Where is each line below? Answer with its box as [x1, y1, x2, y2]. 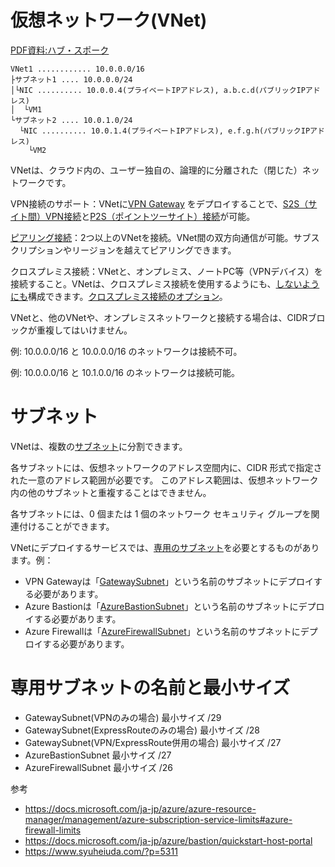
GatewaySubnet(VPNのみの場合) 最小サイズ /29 [24, 711, 222, 723]
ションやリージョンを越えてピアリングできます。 [36, 244, 237, 256]
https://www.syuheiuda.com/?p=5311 [24, 845, 178, 857]
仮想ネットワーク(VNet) [10, 9, 208, 32]
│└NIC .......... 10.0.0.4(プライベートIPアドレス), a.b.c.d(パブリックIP [10, 85, 306, 95]
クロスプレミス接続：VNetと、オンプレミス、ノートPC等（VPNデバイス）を [10, 265, 323, 277]
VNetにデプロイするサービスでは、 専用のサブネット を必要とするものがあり [10, 541, 320, 553]
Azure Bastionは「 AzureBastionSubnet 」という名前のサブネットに [24, 600, 299, 612]
